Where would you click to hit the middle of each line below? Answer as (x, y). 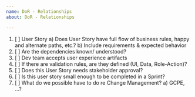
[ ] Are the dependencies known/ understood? (70, 51)
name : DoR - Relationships (39, 11)
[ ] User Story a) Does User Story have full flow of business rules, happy (102, 39)
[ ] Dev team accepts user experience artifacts (71, 58)
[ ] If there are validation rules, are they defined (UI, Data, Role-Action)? (101, 64)
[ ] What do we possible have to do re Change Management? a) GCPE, (100, 82)
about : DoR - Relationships (41, 17)
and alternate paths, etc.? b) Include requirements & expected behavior (100, 45)
